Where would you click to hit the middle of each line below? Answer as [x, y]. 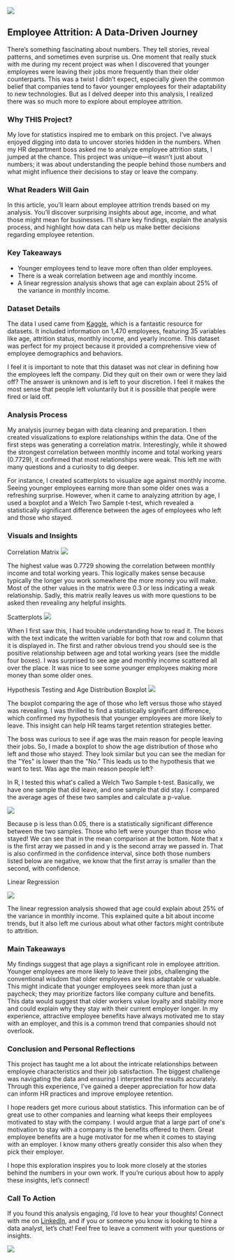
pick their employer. [36, 1152]
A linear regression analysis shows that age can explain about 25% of [118, 283]
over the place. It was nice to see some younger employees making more [112, 667]
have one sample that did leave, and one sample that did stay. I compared [114, 790]
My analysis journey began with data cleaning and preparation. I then [107, 430]
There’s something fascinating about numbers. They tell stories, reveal [108, 49]
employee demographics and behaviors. [65, 353]
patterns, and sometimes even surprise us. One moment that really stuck [112, 57]
